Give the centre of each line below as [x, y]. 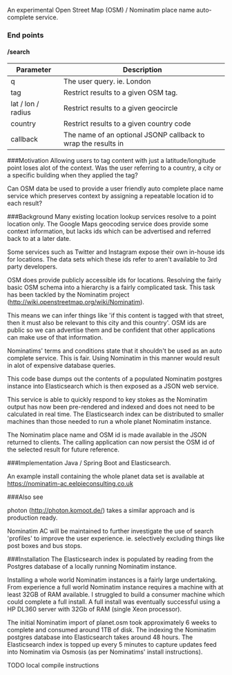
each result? [25, 204]
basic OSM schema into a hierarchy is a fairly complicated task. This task [111, 287]
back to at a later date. [39, 239]
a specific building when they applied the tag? [72, 175]
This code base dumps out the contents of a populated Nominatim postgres [115, 379]
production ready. [32, 518]
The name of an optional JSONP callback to [134, 135]
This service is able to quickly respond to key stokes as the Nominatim [107, 400]
